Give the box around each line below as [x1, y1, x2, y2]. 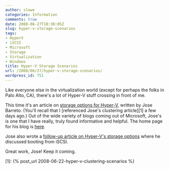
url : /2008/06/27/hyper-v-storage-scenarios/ [5, 69, 102, 74]
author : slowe [5, 7, 35, 13]
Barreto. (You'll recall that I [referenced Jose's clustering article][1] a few [5, 107, 156, 114]
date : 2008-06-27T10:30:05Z [5, 21, 65, 27]
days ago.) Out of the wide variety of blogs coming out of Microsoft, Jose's [5, 112, 162, 119]
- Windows [5, 59, 26, 64]
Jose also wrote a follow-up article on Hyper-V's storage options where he [5, 133, 160, 139]
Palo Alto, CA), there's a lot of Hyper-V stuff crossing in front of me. [5, 92, 146, 98]
